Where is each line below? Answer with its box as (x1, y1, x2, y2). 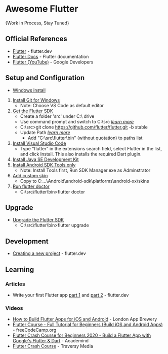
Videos (5, 304, 23, 311)
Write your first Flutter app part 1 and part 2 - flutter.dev (12, 292, 129, 298)
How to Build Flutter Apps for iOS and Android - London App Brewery (12, 316, 157, 323)
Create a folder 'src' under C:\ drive (20, 113, 95, 119)
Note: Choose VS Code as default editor (20, 102, 104, 108)
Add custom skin (12, 172, 48, 178)
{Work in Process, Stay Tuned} (5, 20, 69, 26)
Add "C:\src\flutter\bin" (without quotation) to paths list (27, 135, 143, 141)
